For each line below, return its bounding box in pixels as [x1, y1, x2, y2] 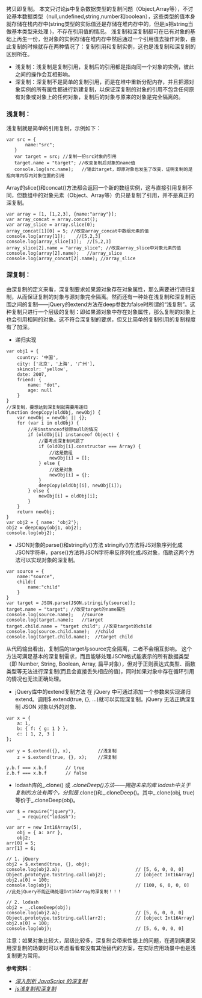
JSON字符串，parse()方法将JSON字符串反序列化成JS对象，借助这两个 [14, 549, 189, 556]
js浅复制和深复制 [14, 985, 57, 992]
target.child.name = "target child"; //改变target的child [6, 623, 152, 629]
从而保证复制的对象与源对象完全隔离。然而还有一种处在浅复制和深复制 [16, 293, 191, 300]
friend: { [17, 376, 42, 382]
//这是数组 [49, 449, 73, 456]
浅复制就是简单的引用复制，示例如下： [6, 125, 101, 132]
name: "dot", [28, 382, 61, 388]
